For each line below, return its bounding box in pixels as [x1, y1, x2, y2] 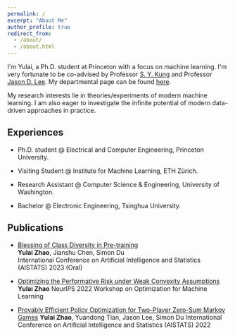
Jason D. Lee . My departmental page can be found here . [7, 78, 171, 85]
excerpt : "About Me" [7, 17, 68, 24]
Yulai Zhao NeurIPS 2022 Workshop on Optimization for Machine [17, 284, 208, 293]
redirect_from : [7, 30, 52, 37]
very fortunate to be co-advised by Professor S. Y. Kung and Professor [7, 70, 212, 78]
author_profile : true [7, 23, 71, 30]
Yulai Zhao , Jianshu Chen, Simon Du [17, 248, 125, 256]
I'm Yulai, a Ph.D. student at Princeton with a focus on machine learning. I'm [7, 63, 227, 71]
